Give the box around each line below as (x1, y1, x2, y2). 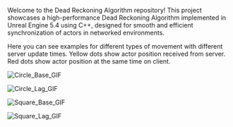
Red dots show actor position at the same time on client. (7, 57, 171, 66)
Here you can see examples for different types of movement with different (7, 42, 223, 50)
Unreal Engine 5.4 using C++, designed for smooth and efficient (7, 21, 193, 29)
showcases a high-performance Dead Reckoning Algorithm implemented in (7, 13, 227, 22)
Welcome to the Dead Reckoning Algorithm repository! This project (7, 6, 203, 14)
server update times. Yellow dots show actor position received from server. (7, 49, 226, 58)
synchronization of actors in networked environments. (7, 28, 165, 37)
